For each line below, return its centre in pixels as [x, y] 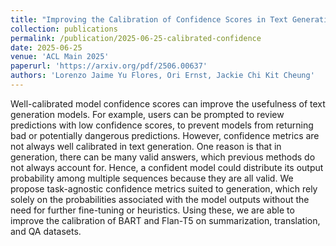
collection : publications [64, 29]
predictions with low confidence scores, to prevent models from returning [162, 125]
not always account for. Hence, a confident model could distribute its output [167, 167]
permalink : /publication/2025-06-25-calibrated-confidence [136, 38]
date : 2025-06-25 [46, 47]
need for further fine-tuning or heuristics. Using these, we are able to [152, 210]
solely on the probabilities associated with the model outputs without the [160, 199]
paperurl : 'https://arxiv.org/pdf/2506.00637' [109, 66]
